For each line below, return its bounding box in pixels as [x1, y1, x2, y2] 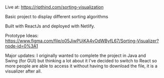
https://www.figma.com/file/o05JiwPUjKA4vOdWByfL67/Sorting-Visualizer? [5, 38, 159, 44]
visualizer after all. [5, 68, 42, 74]
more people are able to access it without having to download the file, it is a [5, 63, 158, 69]
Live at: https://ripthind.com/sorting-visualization [5, 4, 104, 10]
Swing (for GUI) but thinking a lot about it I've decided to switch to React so [5, 58, 157, 63]
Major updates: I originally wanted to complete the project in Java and [5, 52, 146, 58]
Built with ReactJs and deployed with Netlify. [5, 23, 95, 29]
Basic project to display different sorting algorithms [5, 14, 109, 19]
